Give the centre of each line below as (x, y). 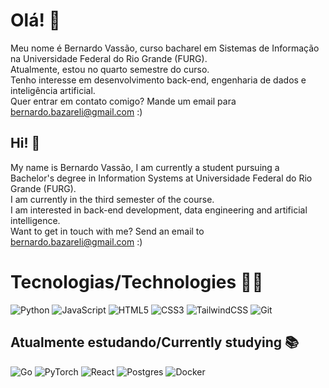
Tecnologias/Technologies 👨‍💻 (137, 281)
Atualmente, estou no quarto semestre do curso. (110, 69)
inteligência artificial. (53, 90)
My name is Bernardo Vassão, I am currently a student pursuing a (145, 167)
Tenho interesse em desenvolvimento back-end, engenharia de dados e (158, 80)
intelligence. (35, 220)
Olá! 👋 (35, 20)
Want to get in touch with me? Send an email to (107, 231)
